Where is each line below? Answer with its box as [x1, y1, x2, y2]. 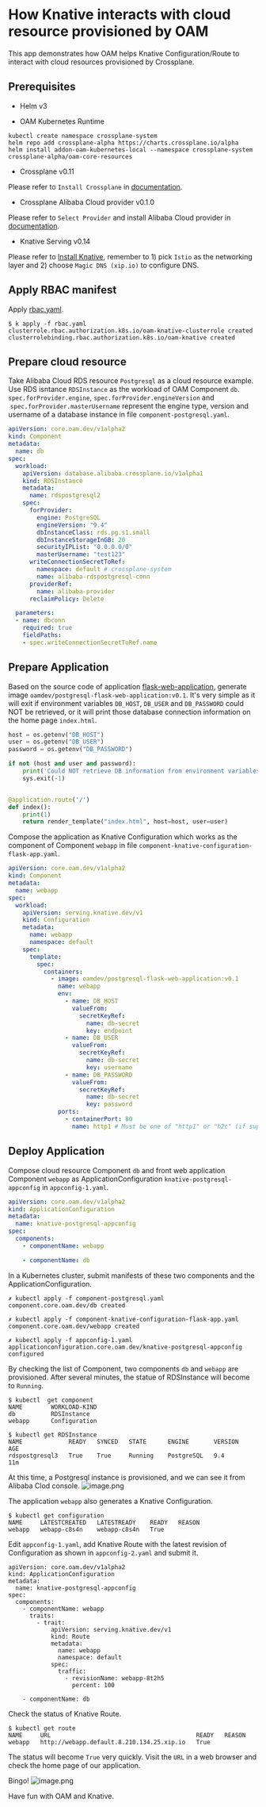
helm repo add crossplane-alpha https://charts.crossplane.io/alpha [8, 139, 239, 147]
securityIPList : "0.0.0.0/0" [36, 543, 133, 551]
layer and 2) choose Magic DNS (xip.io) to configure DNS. [8, 260, 199, 270]
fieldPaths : [22, 631, 62, 639]
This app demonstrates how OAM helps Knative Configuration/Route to [8, 48, 240, 58]
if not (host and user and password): [8, 760, 136, 768]
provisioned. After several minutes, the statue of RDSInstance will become [8, 1372, 250, 1382]
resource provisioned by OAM [8, 22, 209, 40]
